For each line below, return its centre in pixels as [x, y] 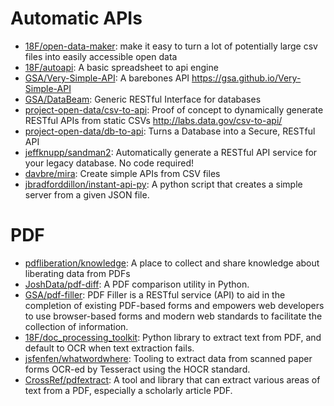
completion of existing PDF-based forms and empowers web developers [174, 305]
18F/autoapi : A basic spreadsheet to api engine [121, 67]
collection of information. [76, 326]
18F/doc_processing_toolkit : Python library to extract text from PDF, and [173, 337]
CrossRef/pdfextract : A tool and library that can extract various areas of [172, 379]
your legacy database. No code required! [109, 163]
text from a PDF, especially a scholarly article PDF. [128, 390]
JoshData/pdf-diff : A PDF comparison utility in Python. [137, 284]
